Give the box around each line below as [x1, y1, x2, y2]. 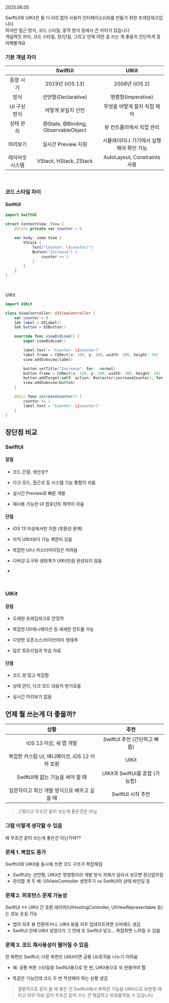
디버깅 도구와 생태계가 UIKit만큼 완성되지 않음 [12, 558, 102, 564]
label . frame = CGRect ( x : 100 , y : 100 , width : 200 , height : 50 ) [23, 352, 159, 357]
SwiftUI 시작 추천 [112, 791, 150, 798]
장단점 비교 [5, 428, 38, 436]
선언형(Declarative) [42, 93, 88, 100]
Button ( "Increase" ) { [32, 249, 78, 254]
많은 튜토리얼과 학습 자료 [12, 648, 61, 654]
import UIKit [5, 301, 33, 307]
